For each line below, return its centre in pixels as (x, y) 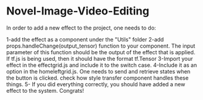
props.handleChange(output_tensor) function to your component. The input (101, 46)
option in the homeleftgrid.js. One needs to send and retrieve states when (98, 71)
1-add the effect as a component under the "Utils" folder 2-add (85, 39)
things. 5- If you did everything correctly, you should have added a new (96, 84)
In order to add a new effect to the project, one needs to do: (81, 28)
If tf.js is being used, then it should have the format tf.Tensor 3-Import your (100, 58)
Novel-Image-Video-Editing (78, 11)
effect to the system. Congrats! (45, 90)
